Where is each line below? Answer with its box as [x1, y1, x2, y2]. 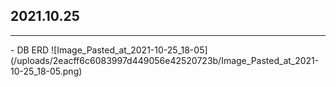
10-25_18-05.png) [10, 65, 83, 77]
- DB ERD [10, 44, 50, 56]
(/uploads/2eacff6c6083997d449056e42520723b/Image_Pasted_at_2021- [10, 54, 320, 66]
